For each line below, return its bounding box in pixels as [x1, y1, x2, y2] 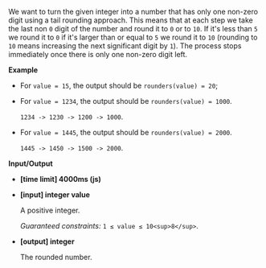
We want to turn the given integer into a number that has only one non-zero [8, 7, 259, 16]
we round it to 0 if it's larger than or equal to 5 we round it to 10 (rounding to [8, 32, 258, 42]
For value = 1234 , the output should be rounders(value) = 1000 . [19, 97, 233, 105]
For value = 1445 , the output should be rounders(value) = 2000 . [19, 128, 233, 137]
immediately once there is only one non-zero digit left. [8, 50, 187, 59]
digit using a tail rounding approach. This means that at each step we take [8, 15, 253, 25]
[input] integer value [19, 190, 91, 200]
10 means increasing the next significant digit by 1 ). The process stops [8, 41, 242, 51]
